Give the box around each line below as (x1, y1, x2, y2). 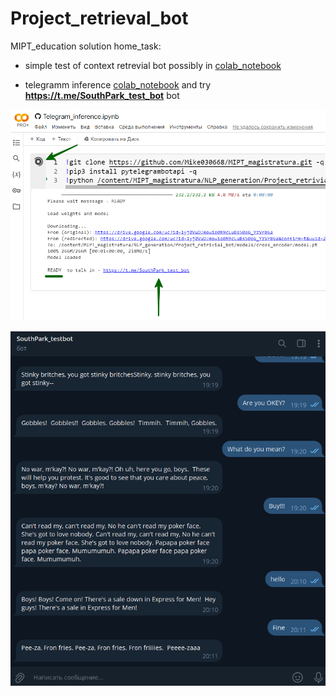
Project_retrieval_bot (10, 7, 189, 30)
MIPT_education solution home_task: (10, 40, 162, 52)
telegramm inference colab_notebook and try (24, 78, 212, 91)
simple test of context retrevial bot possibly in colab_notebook (24, 59, 282, 71)
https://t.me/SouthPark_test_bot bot (24, 89, 180, 101)
